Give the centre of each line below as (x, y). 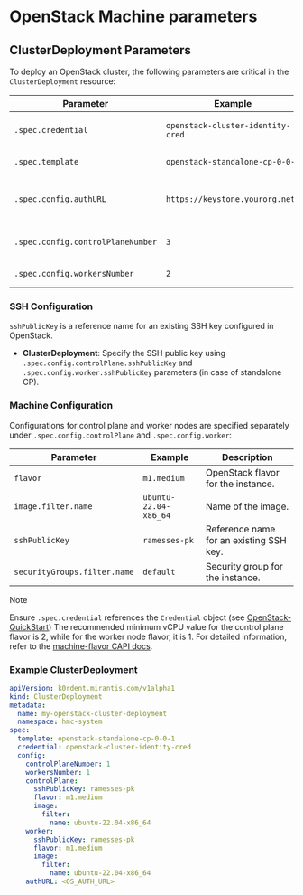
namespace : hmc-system (60, 722)
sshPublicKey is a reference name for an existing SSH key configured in (142, 326)
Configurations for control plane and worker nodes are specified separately (150, 425)
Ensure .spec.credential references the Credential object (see (127, 617)
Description (247, 457)
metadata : (28, 705)
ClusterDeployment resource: (63, 81)
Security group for (245, 566)
